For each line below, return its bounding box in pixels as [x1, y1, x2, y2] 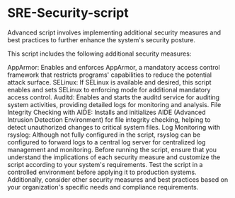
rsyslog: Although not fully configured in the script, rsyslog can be [7, 130, 200, 139]
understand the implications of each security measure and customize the [7, 153, 221, 161]
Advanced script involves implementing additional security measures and [7, 28, 222, 37]
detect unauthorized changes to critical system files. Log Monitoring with [7, 123, 221, 131]
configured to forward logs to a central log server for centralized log [7, 137, 206, 146]
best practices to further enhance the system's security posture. [7, 35, 196, 44]
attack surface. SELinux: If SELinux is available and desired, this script [7, 78, 212, 86]
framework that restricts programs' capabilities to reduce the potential [7, 70, 212, 79]
